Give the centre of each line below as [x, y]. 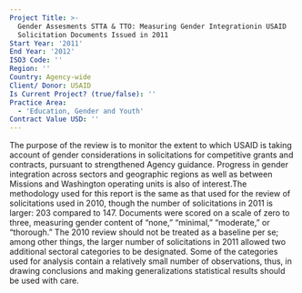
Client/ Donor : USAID [50, 86]
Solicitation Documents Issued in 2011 [93, 35]
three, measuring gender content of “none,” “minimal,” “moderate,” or [140, 223]
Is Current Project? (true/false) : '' [83, 94]
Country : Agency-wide [50, 77]
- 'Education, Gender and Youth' [81, 111]
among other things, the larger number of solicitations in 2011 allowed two [148, 242]
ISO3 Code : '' [36, 60]
